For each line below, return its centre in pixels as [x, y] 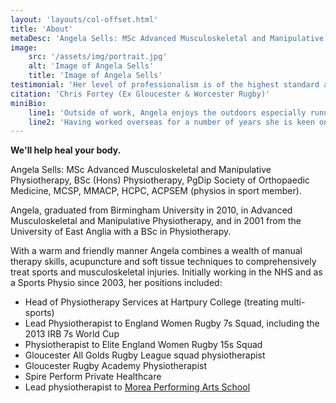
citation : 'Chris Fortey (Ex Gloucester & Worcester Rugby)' [140, 94]
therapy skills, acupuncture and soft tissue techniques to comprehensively [163, 262]
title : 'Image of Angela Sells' [95, 76]
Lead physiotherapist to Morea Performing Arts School [137, 387]
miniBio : [28, 103]
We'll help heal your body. [66, 150]
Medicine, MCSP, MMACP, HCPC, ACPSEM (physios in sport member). [156, 191]
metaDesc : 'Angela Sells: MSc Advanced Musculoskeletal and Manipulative [167, 38]
